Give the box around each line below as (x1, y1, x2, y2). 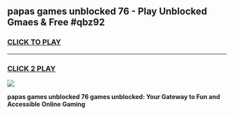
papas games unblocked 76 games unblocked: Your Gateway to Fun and (7, 92, 221, 100)
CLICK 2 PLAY (7, 63, 56, 73)
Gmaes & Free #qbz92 (7, 17, 105, 29)
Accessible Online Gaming (7, 100, 86, 108)
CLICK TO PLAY (7, 38, 61, 47)
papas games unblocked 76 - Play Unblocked (7, 6, 208, 17)
